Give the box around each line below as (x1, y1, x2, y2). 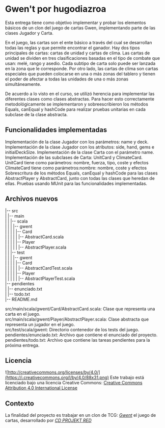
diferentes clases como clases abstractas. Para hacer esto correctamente (5, 96, 155, 101)
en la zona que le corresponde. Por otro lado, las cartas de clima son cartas (5, 65, 159, 72)
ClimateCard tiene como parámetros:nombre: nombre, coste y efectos (5, 165, 147, 171)
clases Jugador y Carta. (5, 30, 54, 36)
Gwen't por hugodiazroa (5, 3, 107, 15)
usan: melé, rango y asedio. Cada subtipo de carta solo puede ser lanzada (5, 60, 156, 66)
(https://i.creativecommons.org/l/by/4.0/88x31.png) (5, 375, 109, 380)
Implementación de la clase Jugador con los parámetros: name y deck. (5, 139, 149, 145)
